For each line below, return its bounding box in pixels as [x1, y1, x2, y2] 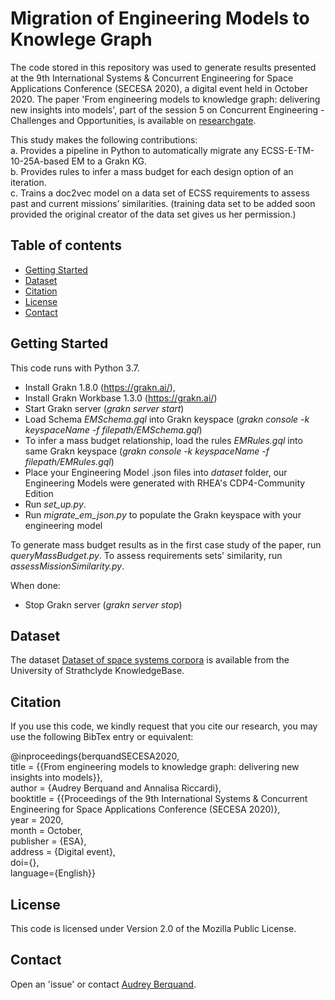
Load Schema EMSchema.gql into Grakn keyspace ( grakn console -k [24, 413, 310, 425]
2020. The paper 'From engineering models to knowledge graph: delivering [10, 93, 321, 105]
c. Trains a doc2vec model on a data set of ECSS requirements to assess [10, 187, 310, 199]
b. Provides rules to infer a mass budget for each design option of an [10, 165, 294, 177]
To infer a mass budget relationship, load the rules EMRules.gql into [24, 434, 303, 446]
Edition [24, 487, 54, 499]
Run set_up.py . [24, 498, 87, 510]
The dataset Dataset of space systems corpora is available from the [10, 654, 290, 666]
